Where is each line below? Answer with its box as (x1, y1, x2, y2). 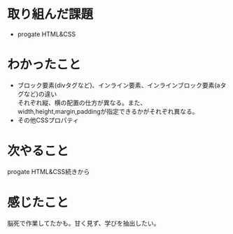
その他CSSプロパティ (17, 116, 79, 124)
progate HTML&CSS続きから (7, 167, 90, 175)
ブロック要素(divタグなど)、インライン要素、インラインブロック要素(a (17, 81, 220, 89)
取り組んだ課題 (7, 6, 94, 22)
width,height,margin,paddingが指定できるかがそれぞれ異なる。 (17, 107, 199, 115)
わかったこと (7, 57, 82, 73)
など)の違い (23, 89, 57, 98)
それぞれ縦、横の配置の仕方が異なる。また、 (17, 98, 147, 107)
